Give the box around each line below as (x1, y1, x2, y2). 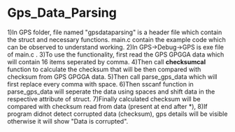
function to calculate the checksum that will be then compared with (7, 65, 201, 73)
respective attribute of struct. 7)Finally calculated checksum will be (7, 94, 201, 103)
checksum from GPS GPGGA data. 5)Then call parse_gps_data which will (7, 72, 218, 81)
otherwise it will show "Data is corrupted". (7, 117, 129, 125)
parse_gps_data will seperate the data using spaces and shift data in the (7, 87, 215, 96)
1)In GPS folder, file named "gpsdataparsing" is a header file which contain (7, 28, 222, 36)
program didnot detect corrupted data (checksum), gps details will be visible (7, 110, 228, 118)
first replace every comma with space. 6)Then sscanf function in (7, 80, 194, 88)
